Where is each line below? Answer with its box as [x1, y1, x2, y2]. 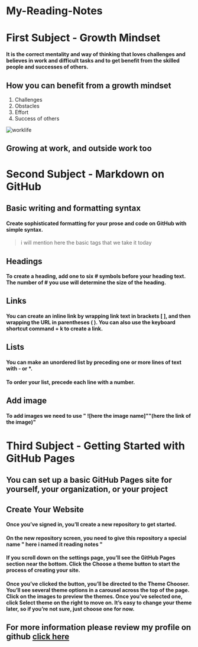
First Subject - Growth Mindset [6, 31, 161, 45]
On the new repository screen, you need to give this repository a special [6, 534, 187, 541]
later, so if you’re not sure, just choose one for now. [6, 605, 135, 612]
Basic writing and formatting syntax [6, 203, 141, 213]
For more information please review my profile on [6, 622, 191, 633]
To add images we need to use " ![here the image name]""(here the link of [6, 412, 191, 419]
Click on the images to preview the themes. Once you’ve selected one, [6, 593, 183, 600]
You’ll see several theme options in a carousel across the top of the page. [6, 586, 190, 593]
